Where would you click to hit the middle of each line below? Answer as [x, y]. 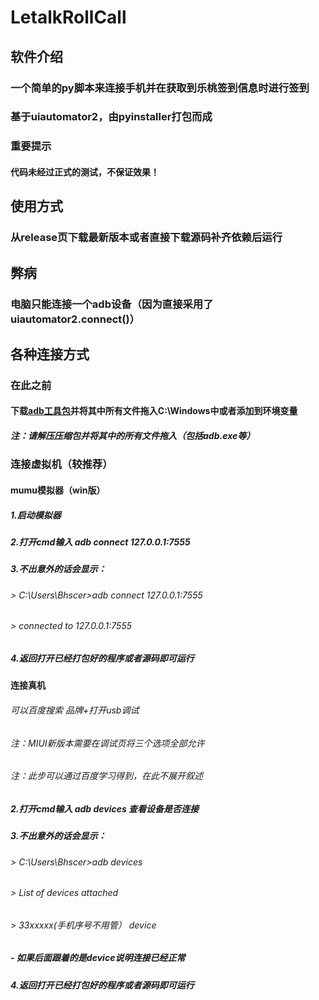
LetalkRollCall [68, 17]
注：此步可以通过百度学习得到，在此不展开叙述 [106, 776]
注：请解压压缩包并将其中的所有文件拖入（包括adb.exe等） [133, 436]
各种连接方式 [50, 354]
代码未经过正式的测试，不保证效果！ [85, 172]
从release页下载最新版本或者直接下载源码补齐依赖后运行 [146, 238]
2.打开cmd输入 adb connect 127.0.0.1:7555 [100, 542]
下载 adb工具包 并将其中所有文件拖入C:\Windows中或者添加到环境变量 [154, 411]
